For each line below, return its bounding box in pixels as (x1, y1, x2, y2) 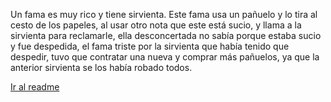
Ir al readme (10, 81, 60, 93)
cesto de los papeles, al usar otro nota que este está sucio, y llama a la (10, 19, 302, 31)
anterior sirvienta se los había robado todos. (10, 62, 193, 73)
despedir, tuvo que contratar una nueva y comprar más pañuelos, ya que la (10, 51, 320, 63)
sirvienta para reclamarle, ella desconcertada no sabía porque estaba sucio (10, 30, 322, 41)
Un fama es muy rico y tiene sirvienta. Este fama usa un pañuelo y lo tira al (10, 9, 318, 20)
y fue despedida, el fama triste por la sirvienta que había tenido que (10, 40, 290, 52)
